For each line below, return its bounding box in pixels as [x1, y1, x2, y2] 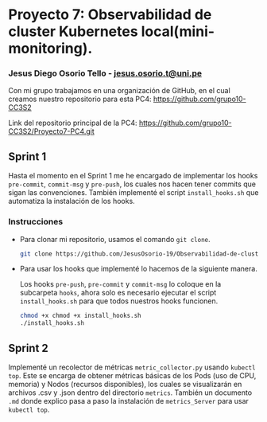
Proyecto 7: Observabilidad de [8, 6, 212, 24]
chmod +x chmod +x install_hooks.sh [19, 312, 141, 320]
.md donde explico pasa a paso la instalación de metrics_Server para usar [8, 397, 249, 406]
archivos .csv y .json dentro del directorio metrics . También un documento [8, 388, 253, 397]
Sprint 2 [8, 341, 49, 355]
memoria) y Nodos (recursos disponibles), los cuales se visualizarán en [8, 380, 242, 389]
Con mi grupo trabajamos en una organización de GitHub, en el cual [8, 86, 230, 96]
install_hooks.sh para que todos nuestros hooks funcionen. [19, 296, 219, 306]
